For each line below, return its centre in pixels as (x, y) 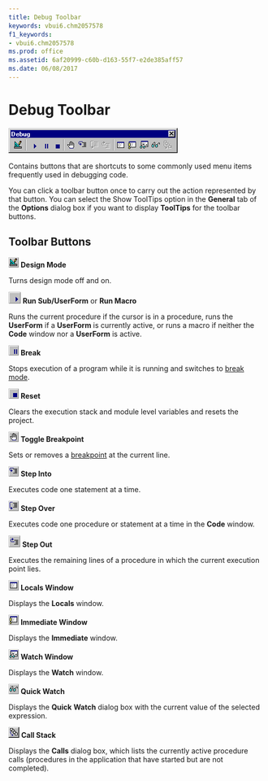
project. (22, 420)
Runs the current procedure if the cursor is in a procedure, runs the (121, 316)
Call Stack (39, 735)
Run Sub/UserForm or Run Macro (80, 300)
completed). (29, 768)
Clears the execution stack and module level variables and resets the (124, 412)
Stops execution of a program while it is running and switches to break (126, 368)
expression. (28, 715)
